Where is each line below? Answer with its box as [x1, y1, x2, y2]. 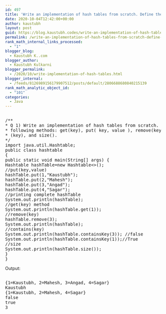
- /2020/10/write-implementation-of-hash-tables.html [9, 72, 123, 77]
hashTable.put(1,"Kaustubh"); [5, 172, 79, 178]
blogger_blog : [5, 48, 35, 53]
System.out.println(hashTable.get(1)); [5, 207, 102, 213]
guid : [5, 30, 16, 35]
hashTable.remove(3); [5, 217, 58, 223]
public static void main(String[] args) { [5, 157, 110, 163]
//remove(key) [5, 212, 40, 218]
